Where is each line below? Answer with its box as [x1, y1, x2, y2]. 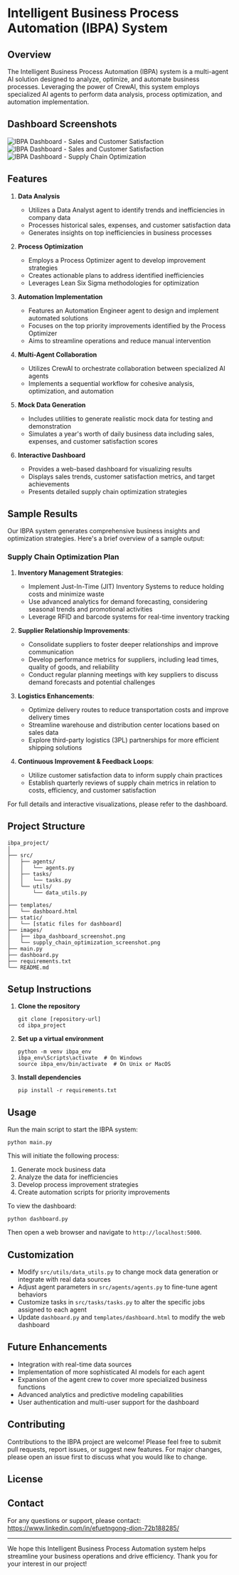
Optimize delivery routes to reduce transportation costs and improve [28, 705, 229, 713]
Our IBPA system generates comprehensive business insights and [7, 527, 201, 535]
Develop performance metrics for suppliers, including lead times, [28, 655, 219, 664]
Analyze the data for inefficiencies [17, 1173, 119, 1181]
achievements [28, 479, 70, 488]
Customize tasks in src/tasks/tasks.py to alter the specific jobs [17, 1297, 205, 1306]
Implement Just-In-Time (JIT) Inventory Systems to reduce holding [28, 582, 224, 590]
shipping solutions [28, 743, 83, 752]
